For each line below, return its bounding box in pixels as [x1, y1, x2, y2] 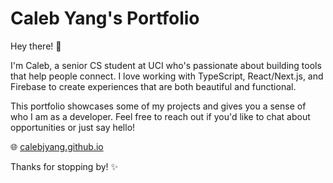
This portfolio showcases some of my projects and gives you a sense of [10, 100, 307, 112]
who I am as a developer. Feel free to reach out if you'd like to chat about [10, 110, 311, 122]
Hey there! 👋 [10, 40, 62, 52]
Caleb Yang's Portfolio [10, 7, 200, 30]
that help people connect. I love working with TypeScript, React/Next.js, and [10, 70, 324, 82]
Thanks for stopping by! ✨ [10, 160, 119, 172]
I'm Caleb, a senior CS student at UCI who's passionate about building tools [10, 59, 322, 71]
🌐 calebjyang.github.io [10, 140, 104, 152]
